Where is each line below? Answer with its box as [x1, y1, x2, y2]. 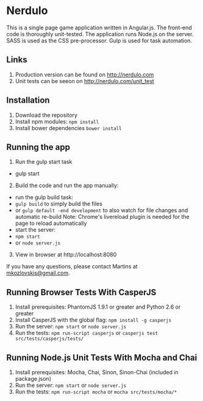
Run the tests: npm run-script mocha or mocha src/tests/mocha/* [15, 388, 177, 395]
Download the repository [15, 111, 78, 119]
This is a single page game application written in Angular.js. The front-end [6, 24, 192, 31]
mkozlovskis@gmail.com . [6, 270, 70, 277]
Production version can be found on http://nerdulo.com [15, 71, 154, 78]
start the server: [15, 226, 56, 234]
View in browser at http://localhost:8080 [15, 251, 117, 259]
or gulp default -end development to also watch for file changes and [15, 207, 188, 214]
